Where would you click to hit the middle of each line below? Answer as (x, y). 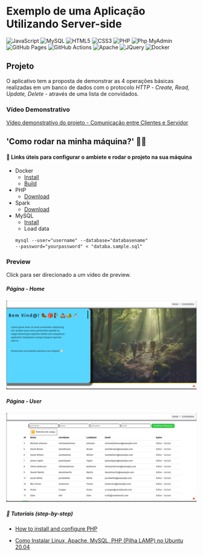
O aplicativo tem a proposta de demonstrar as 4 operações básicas (90, 81)
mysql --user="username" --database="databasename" (81, 240)
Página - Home (26, 288)
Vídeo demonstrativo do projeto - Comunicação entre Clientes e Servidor (97, 123)
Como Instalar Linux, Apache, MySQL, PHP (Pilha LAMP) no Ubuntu (99, 541)
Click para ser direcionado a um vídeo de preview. (69, 274)
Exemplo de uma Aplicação (76, 11)
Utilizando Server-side (64, 24)
